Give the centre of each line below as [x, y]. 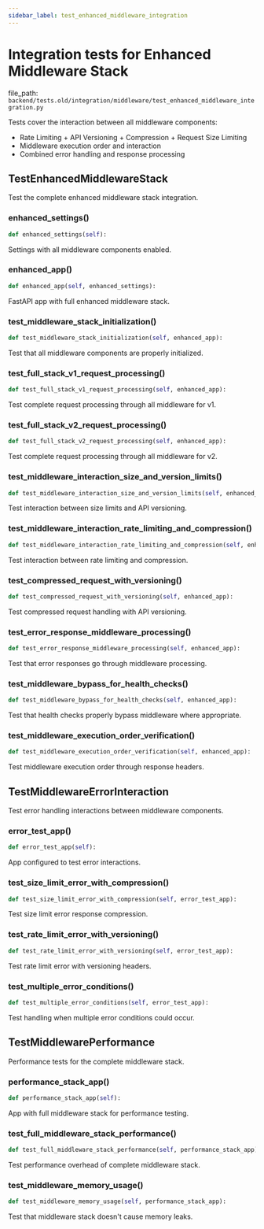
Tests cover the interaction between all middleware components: [113, 122]
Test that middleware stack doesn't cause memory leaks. [101, 1216]
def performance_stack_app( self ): [65, 1098]
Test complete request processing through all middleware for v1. [112, 405]
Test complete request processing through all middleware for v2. [113, 457]
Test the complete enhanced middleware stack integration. [103, 198]
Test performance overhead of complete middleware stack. [104, 1164]
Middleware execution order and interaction [90, 146]
